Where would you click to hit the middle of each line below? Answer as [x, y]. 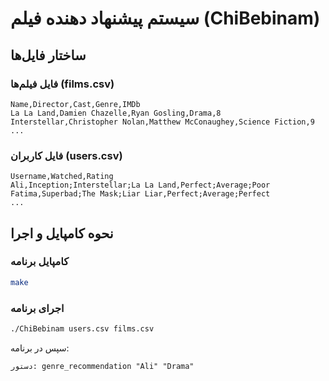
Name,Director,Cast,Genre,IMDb [75, 104]
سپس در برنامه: [40, 348]
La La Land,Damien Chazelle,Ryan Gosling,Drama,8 [116, 113]
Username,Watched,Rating [62, 177]
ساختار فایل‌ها [48, 55]
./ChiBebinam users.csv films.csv [82, 329]
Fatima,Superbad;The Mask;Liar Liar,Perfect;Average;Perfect [140, 194]
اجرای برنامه [37, 308]
